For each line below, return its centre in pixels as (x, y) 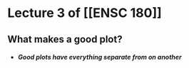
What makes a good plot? (65, 39)
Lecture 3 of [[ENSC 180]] (85, 13)
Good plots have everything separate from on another (99, 57)
